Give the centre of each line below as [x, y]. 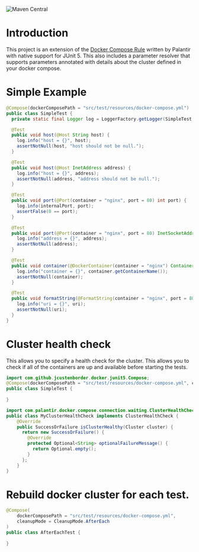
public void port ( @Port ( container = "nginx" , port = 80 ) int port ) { [99, 201]
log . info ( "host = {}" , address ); [58, 173]
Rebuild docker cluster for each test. [98, 495]
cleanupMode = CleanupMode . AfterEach [63, 522]
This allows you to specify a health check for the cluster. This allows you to [98, 360]
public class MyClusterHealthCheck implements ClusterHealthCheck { [92, 416]
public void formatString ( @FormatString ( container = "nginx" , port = [99, 299]
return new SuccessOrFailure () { [63, 432]
